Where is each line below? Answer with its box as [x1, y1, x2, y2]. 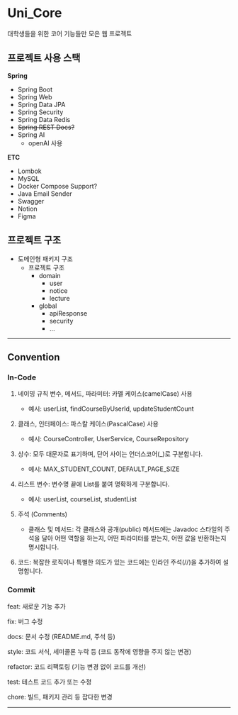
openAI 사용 [28, 138, 63, 147]
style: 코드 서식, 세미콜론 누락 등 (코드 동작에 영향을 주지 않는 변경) [7, 647, 192, 655]
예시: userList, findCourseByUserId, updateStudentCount [28, 404, 194, 413]
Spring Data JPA [17, 100, 66, 109]
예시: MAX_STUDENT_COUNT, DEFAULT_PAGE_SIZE [28, 465, 180, 473]
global [38, 301, 57, 310]
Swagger [17, 196, 45, 205]
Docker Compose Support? [17, 182, 98, 190]
